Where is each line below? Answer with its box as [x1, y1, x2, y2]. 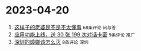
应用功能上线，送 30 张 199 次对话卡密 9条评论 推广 [14, 30, 135, 38]
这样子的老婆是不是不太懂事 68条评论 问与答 [14, 23, 116, 30]
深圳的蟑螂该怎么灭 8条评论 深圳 [14, 38, 89, 45]
